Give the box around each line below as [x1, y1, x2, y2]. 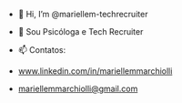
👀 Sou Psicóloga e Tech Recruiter [17, 26, 144, 36]
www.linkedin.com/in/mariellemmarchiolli [17, 66, 173, 77]
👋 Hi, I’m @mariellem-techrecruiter [17, 9, 148, 19]
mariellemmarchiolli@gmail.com [17, 83, 138, 94]
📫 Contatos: [17, 45, 66, 55]
